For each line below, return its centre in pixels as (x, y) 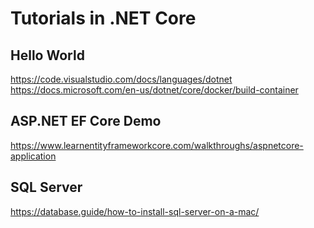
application (33, 156)
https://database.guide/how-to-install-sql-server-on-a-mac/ (135, 211)
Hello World (47, 55)
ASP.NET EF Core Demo (86, 121)
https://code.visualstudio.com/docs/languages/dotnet (121, 79)
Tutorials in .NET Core (103, 18)
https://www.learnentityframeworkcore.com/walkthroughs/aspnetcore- (157, 145)
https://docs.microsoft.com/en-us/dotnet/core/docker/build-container (154, 90)
